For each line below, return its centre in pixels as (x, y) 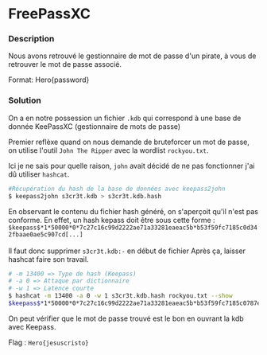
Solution (25, 100)
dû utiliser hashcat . (39, 174)
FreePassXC (50, 14)
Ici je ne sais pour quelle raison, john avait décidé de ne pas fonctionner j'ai (132, 166)
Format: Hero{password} (49, 80)
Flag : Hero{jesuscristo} (48, 342)
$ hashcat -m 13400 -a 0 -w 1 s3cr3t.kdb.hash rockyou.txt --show (120, 296)
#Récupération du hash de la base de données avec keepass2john (117, 189)
